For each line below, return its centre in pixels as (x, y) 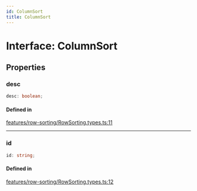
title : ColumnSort (28, 17)
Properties (26, 68)
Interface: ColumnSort (62, 46)
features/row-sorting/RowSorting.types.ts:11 (59, 122)
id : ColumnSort (25, 11)
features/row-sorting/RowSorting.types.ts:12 (60, 182)
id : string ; (21, 155)
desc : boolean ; (25, 96)
